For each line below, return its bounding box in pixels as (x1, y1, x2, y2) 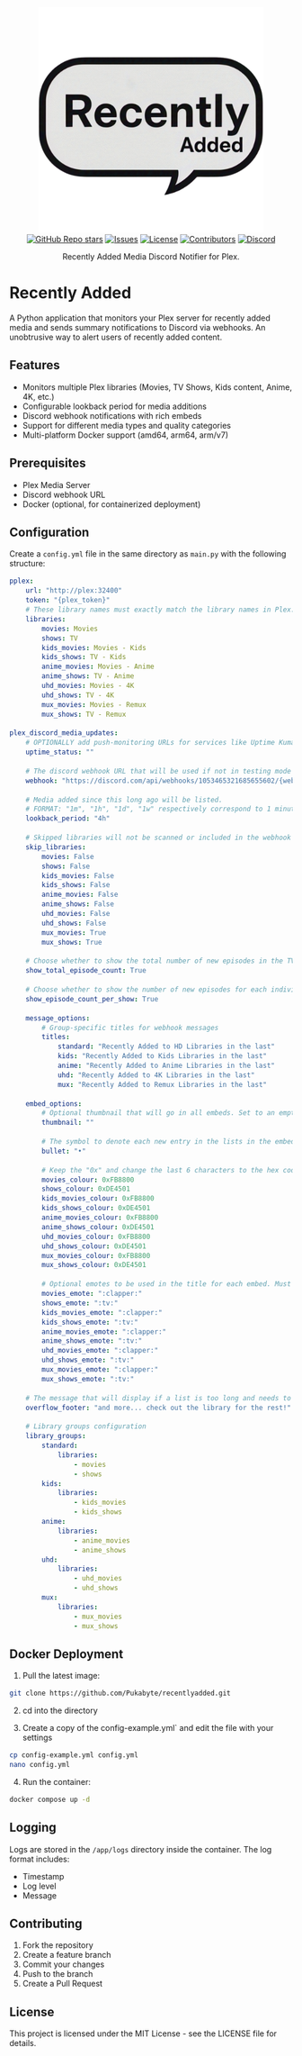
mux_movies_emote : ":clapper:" (41, 1365, 159, 1374)
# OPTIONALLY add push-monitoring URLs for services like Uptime (25, 738, 276, 747)
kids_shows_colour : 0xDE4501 (41, 1204, 151, 1213)
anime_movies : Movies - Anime (41, 662, 155, 672)
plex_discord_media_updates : (9, 729, 119, 738)
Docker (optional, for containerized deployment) (22, 498, 201, 510)
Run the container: (22, 1776, 92, 1787)
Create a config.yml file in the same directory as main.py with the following (9, 548, 287, 559)
